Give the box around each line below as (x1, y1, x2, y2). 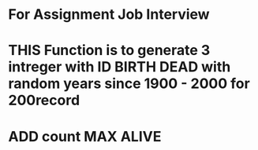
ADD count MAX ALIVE (8, 127, 162, 145)
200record (8, 92, 80, 109)
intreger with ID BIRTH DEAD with (8, 58, 231, 76)
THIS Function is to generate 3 (8, 42, 211, 60)
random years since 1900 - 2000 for (8, 75, 250, 93)
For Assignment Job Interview (8, 5, 211, 24)
